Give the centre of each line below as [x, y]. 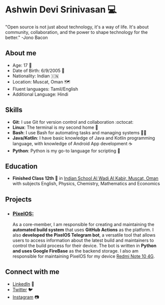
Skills [14, 110]
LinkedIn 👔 [23, 284]
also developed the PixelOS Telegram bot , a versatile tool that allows [84, 235]
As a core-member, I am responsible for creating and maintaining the [83, 225]
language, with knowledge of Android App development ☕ [72, 143]
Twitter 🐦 [23, 290]
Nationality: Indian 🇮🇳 [35, 76]
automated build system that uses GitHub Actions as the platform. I [83, 230]
